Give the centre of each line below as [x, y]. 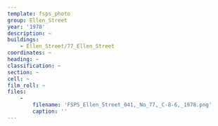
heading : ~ [23, 59]
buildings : [23, 40]
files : [17, 92]
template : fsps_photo [39, 14]
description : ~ [30, 33]
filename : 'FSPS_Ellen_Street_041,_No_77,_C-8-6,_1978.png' [122, 105]
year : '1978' [26, 27]
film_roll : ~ [26, 85]
